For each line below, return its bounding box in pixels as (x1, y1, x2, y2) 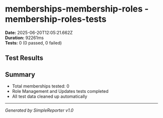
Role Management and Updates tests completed (12, 88, 109, 94)
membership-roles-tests (5, 14, 107, 25)
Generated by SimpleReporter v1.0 (5, 107, 74, 113)
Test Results (5, 54, 44, 62)
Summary (5, 70, 35, 78)
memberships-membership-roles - (5, 3, 149, 15)
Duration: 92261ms (5, 35, 44, 41)
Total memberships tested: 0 (12, 83, 69, 89)
